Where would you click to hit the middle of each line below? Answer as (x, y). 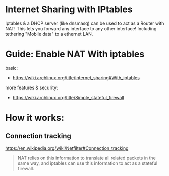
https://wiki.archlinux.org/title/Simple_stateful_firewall (68, 97)
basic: (12, 68)
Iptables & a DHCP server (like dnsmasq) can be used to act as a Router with (85, 23)
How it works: (35, 118)
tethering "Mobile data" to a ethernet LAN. (49, 34)
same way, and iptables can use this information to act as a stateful (88, 163)
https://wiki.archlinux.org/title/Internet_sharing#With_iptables (76, 78)
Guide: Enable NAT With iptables (75, 54)
